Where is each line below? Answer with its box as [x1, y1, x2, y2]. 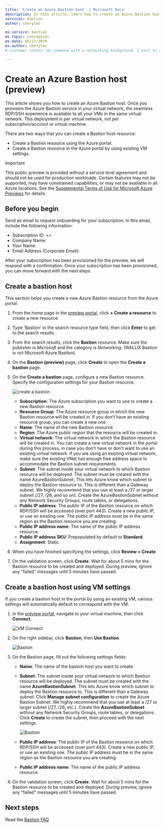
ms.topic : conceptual [5, 34, 50, 39]
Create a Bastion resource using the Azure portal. [12, 140, 112, 146]
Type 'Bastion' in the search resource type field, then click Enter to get [12, 325, 156, 331]
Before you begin [5, 204, 59, 213]
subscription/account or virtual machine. [5, 121, 87, 127]
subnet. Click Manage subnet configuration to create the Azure [19, 694, 150, 700]
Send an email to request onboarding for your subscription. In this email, [5, 218, 151, 223]
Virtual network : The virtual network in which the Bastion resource [19, 435, 156, 441]
